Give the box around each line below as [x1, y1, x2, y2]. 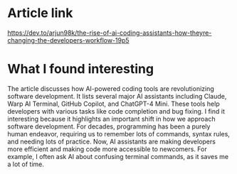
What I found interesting [7, 61, 154, 77]
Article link [7, 5, 73, 21]
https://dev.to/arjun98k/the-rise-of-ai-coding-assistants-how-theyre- [7, 28, 212, 37]
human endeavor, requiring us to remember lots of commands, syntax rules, [7, 129, 230, 138]
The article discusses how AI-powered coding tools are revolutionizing [7, 84, 215, 93]
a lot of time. [7, 160, 45, 168]
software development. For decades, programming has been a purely [7, 122, 211, 131]
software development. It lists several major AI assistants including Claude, [7, 92, 227, 100]
